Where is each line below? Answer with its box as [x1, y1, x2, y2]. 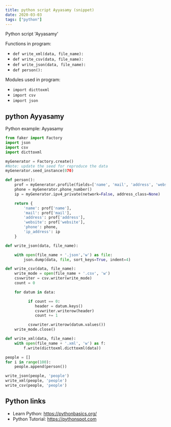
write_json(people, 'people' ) [5, 374, 70, 379]
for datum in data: [14, 290, 56, 295]
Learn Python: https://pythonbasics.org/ [12, 410, 97, 416]
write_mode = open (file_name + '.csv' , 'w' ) [14, 271, 110, 276]
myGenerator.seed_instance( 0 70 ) [5, 168, 74, 174]
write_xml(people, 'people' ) [5, 378, 67, 383]
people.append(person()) [14, 364, 67, 369]
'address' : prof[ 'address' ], [23, 215, 85, 220]
